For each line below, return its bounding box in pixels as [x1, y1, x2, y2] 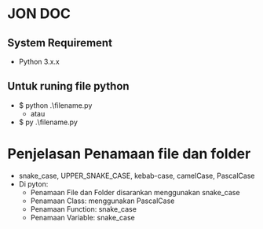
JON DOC [7, 5, 71, 23]
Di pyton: [18, 179, 49, 189]
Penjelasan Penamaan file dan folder [7, 145, 251, 162]
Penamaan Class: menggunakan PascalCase [30, 196, 175, 205]
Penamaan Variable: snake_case [30, 212, 135, 222]
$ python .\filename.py [18, 100, 93, 110]
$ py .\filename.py [18, 117, 78, 127]
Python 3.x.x [18, 57, 60, 66]
